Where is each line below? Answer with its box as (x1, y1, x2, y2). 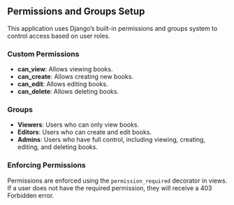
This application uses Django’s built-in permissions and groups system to (7, 24, 218, 32)
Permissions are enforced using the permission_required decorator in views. (7, 176, 228, 185)
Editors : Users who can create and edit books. (17, 128, 152, 136)
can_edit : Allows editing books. (17, 80, 108, 88)
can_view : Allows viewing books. (17, 65, 113, 73)
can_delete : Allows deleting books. (17, 87, 119, 96)
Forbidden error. (7, 191, 54, 199)
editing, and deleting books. (17, 143, 98, 151)
